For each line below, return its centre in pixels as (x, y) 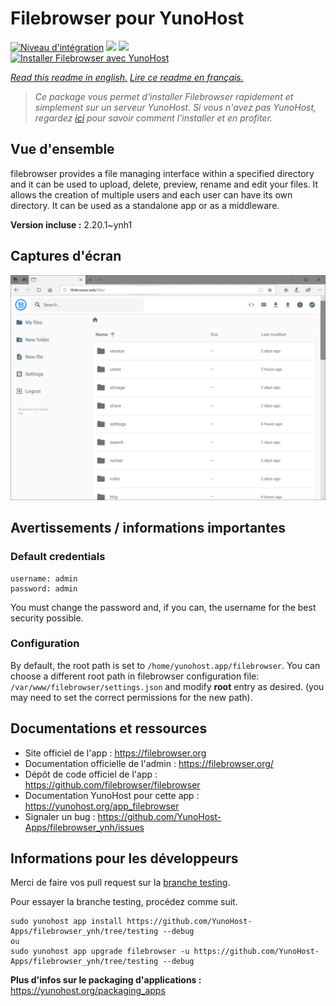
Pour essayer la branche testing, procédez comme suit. (124, 902)
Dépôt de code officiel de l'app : (91, 774)
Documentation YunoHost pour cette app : (112, 795)
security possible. (47, 618)
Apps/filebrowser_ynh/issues (84, 827)
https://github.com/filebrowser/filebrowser (112, 784)
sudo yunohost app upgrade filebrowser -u (100, 952)
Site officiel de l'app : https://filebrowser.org (115, 753)
